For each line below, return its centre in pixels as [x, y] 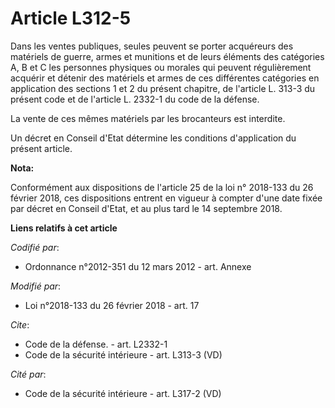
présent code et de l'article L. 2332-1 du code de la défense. [135, 99]
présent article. [41, 148]
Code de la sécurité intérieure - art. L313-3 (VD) [123, 354]
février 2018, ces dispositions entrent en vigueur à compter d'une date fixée [166, 198]
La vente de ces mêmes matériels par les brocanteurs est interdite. [148, 118]
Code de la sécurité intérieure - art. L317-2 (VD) [123, 393]
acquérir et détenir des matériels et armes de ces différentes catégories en [165, 78]
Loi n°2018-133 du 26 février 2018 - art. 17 [112, 305]
